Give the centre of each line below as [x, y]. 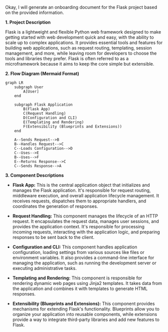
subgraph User [29, 87]
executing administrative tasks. [44, 268]
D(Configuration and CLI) [50, 118]
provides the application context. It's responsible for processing [78, 227]
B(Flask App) [37, 109]
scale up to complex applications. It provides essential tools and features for [84, 43]
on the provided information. [35, 13]
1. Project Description [28, 22]
